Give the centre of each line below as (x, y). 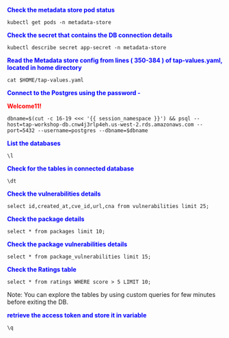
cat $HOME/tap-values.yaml (45, 80)
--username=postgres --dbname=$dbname (93, 131)
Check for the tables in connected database (71, 168)
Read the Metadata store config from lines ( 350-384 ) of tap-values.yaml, (115, 60)
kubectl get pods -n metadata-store (59, 23)
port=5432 (21, 131)
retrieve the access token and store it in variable (77, 315)
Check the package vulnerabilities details (67, 244)
